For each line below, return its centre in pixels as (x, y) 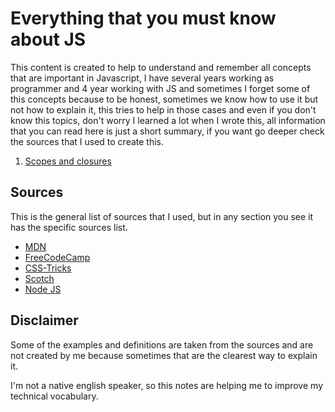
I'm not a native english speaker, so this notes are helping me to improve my (166, 385)
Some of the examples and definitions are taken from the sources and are (162, 344)
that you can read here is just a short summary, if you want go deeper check (167, 131)
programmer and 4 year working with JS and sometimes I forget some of (160, 88)
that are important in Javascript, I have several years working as (142, 78)
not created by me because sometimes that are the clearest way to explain (164, 355)
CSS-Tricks (48, 268)
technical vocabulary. (54, 396)
